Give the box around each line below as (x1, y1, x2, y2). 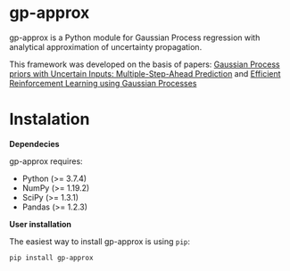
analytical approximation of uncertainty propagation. (9, 41, 203, 52)
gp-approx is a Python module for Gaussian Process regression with (9, 32, 261, 43)
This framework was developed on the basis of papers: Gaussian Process (9, 59, 280, 70)
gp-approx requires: (9, 155, 83, 167)
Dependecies (9, 138, 60, 149)
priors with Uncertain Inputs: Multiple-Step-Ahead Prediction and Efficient (9, 68, 281, 78)
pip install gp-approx (9, 253, 94, 262)
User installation (9, 218, 72, 229)
